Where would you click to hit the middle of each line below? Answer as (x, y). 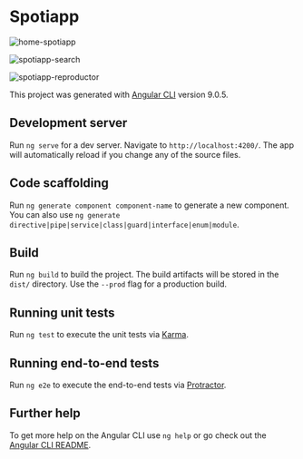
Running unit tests (62, 313)
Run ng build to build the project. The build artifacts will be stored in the (144, 275)
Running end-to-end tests (84, 363)
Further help (45, 413)
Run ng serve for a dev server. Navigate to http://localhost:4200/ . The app (152, 145)
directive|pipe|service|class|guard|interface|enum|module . (124, 224)
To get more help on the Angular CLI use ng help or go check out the (138, 435)
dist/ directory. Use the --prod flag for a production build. (118, 284)
